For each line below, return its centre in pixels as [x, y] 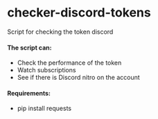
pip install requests [44, 109]
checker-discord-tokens [79, 13]
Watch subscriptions [46, 70]
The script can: [29, 47]
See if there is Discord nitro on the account [78, 78]
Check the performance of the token [69, 63]
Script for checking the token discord [60, 32]
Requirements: [29, 93]
